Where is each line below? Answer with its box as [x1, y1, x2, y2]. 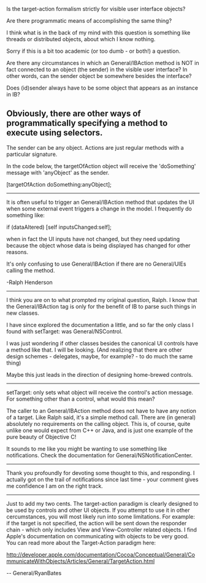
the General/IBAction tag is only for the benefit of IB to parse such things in [6, 303, 196, 310]
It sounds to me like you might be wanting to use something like [6, 445, 167, 452]
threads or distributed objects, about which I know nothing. [6, 36, 156, 42]
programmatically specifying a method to [6, 118, 168, 128]
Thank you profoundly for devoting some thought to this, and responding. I [6, 469, 195, 476]
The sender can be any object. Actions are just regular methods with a [6, 144, 184, 151]
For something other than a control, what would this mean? [6, 395, 155, 403]
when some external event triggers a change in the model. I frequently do [6, 205, 192, 212]
